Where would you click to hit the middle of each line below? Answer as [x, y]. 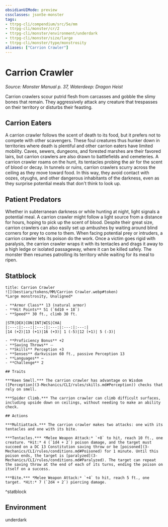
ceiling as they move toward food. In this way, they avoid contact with [77, 173]
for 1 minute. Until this [131, 451]
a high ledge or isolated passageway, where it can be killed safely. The [78, 249]
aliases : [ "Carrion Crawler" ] [37, 48]
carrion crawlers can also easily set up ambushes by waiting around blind [81, 228]
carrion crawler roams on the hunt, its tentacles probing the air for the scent [84, 162]
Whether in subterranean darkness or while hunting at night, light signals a [82, 212]
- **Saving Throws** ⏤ [29, 345]
